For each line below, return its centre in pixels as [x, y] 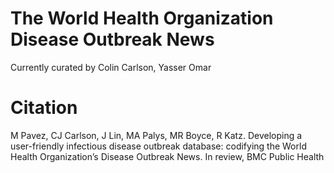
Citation [44, 108]
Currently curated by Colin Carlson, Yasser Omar [111, 67]
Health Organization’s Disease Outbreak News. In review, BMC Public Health [167, 156]
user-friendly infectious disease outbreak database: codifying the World [158, 146]
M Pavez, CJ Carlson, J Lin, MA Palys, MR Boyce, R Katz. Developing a [156, 135]
